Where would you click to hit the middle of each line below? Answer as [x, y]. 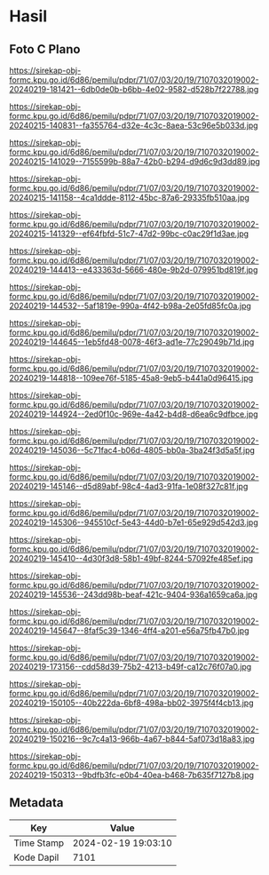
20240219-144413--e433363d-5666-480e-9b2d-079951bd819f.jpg [134, 270]
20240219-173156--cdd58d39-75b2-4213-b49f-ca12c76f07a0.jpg [131, 667]
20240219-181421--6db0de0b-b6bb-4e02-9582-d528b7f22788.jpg [134, 89]
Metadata [36, 803]
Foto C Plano [45, 49]
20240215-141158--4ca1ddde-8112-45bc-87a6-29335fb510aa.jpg [130, 198]
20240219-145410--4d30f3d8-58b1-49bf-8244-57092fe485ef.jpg [131, 558]
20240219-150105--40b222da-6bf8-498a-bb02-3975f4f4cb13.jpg [131, 703]
